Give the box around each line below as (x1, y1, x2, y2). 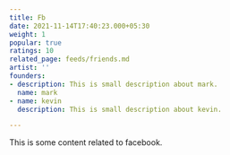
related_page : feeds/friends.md (9, 55, 130, 64)
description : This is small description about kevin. (17, 105, 222, 114)
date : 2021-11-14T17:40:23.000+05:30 (9, 22, 150, 30)
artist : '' (9, 64, 50, 73)
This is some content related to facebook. (9, 137, 163, 148)
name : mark (17, 88, 58, 97)
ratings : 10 (9, 47, 54, 56)
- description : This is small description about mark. (9, 80, 218, 89)
